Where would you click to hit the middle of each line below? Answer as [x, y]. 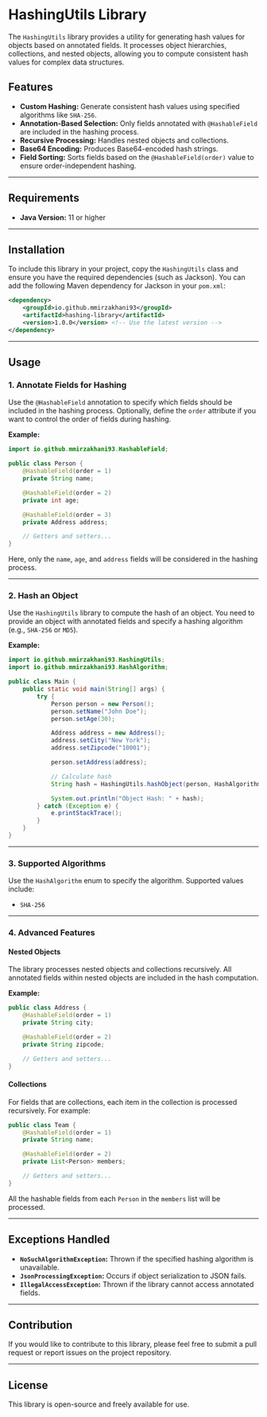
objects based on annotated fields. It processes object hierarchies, [118, 45]
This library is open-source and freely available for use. [99, 1404]
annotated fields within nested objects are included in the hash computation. [133, 978]
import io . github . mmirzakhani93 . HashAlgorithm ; [89, 667]
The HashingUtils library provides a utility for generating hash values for [127, 37]
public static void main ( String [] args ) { [94, 689]
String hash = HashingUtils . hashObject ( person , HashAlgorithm [156, 784]
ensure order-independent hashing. [78, 166]
